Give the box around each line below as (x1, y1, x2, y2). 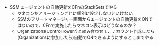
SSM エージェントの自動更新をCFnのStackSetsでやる (9, 4, 117, 10)
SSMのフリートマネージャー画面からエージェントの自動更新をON (17, 16, 149, 22)
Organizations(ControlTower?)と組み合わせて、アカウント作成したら (17, 29, 155, 34)
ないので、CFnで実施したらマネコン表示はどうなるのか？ (21, 22, 137, 28)
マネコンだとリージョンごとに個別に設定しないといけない (17, 10, 133, 16)
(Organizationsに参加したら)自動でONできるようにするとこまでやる (17, 34, 154, 40)
